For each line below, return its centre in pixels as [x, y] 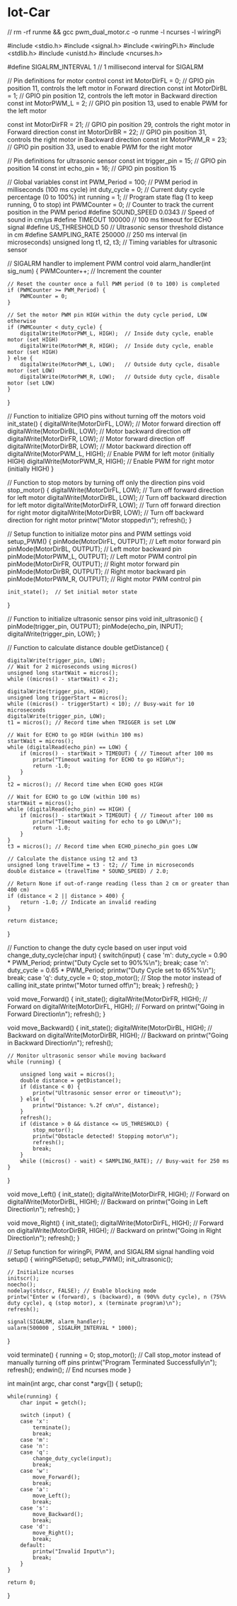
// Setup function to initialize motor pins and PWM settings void [99, 534]
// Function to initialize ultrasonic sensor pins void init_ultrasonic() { [105, 619]
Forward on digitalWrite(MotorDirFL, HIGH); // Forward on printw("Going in [116, 1006]
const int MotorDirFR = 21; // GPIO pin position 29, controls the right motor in [119, 124]
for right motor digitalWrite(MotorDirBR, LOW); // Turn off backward [106, 512]
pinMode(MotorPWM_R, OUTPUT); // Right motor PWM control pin [104, 579]
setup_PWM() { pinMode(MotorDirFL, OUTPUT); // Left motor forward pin [114, 541]
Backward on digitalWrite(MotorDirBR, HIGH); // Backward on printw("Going [118, 1035]
